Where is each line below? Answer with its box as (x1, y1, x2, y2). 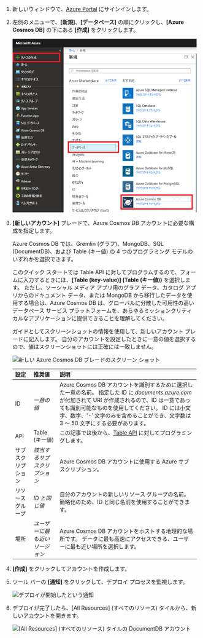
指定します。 (23, 227, 55, 234)
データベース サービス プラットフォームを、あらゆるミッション (12, 307, 171, 314)
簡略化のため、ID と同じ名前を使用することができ (59, 498, 185, 506)
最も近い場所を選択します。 (70, 543, 140, 550)
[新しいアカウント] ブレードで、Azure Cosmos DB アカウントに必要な (12, 219, 189, 226)
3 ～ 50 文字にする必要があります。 (59, 419, 149, 427)
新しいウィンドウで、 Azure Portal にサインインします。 (12, 6, 152, 12)
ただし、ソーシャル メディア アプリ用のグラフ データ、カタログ (24, 283, 184, 291)
